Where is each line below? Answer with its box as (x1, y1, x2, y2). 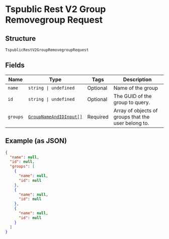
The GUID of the (113, 92, 152, 99)
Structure (5, 34, 36, 43)
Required (87, 113, 109, 120)
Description (123, 76, 152, 83)
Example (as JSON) (5, 137, 67, 145)
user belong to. (113, 119, 149, 127)
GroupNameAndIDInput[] (28, 114, 82, 119)
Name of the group (113, 84, 158, 91)
